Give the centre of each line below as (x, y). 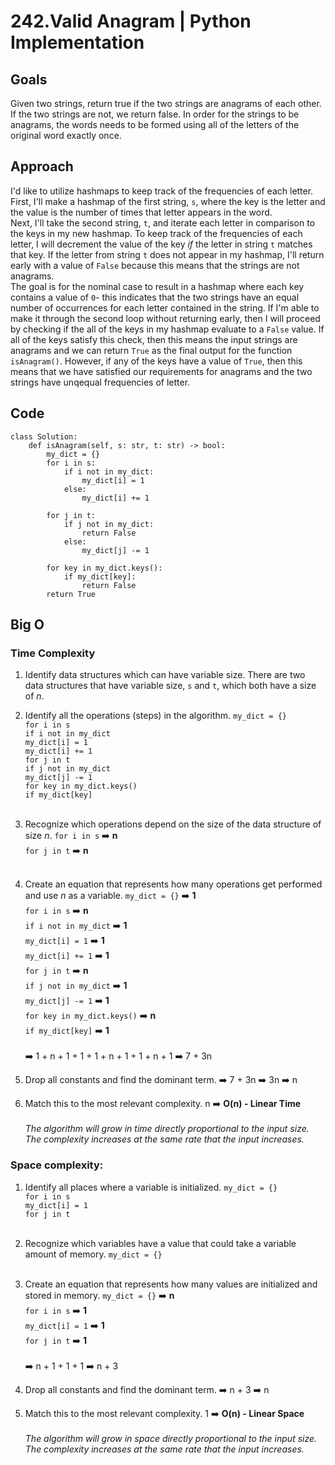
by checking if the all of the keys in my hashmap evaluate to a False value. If (167, 329)
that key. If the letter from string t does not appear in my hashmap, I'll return (167, 254)
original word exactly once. (66, 135)
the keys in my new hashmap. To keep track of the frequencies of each (156, 233)
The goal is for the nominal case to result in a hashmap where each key (157, 286)
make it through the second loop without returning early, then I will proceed (165, 318)
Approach (42, 166)
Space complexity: (57, 1165)
